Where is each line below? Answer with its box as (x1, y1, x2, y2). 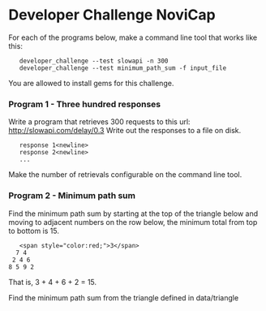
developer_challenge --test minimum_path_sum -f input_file (19, 63, 227, 72)
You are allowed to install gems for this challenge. (8, 78, 174, 88)
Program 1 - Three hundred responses (8, 98, 161, 110)
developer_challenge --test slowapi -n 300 (19, 57, 169, 65)
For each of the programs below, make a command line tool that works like (8, 32, 258, 42)
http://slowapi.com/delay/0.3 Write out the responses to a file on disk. (8, 126, 242, 136)
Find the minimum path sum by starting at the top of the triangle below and (8, 209, 259, 218)
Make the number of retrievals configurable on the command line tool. (8, 170, 242, 179)
